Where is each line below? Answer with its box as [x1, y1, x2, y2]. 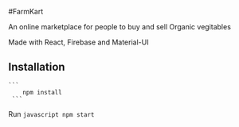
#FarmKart [8, 7, 44, 16]
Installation [8, 60, 65, 74]
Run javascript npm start [8, 109, 95, 118]
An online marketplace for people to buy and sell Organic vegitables [8, 22, 231, 31]
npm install [22, 88, 62, 96]
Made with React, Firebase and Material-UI [8, 37, 149, 47]
